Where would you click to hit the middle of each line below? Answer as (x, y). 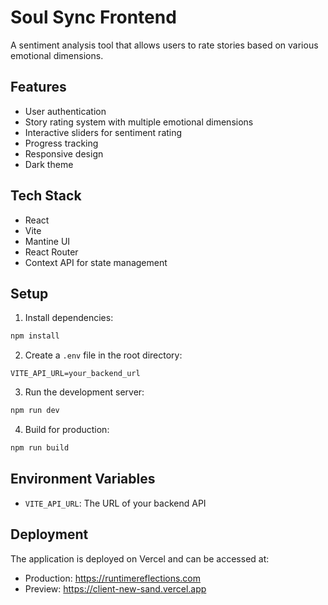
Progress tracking (61, 143)
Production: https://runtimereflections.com (113, 578)
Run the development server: (84, 392)
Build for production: (67, 430)
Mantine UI (47, 241)
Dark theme (49, 164)
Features (38, 87)
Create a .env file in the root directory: (103, 355)
